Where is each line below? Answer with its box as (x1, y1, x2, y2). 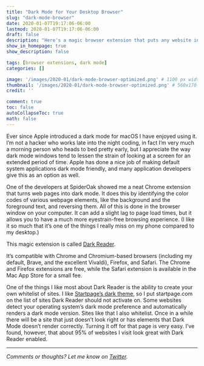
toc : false (6, 104, 34, 110)
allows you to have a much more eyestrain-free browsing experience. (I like (6, 215, 195, 223)
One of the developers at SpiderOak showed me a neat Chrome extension (6, 183, 191, 190)
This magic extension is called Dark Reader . (6, 240, 116, 248)
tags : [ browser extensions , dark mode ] (6, 59, 107, 66)
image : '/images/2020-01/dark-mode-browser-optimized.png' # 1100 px (6, 76, 186, 82)
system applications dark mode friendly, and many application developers (6, 165, 191, 172)
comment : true (6, 99, 42, 105)
